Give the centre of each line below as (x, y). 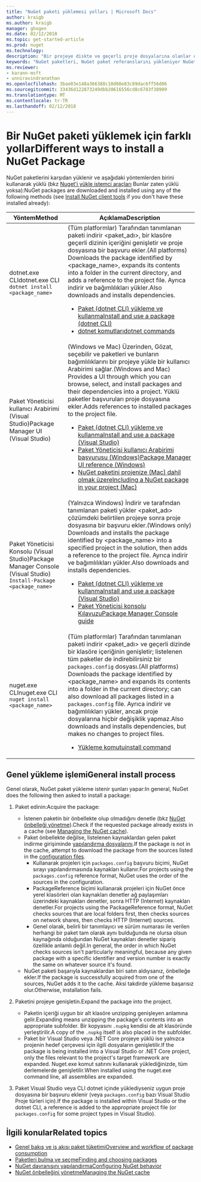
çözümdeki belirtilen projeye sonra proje (124, 518)
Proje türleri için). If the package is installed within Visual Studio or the (100, 1101)
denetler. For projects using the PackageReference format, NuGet (113, 908)
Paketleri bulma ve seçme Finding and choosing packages (86, 1160)
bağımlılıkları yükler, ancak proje (113, 711)
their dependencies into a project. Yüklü (124, 392)
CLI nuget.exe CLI (33, 693)
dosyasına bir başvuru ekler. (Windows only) (130, 526)
